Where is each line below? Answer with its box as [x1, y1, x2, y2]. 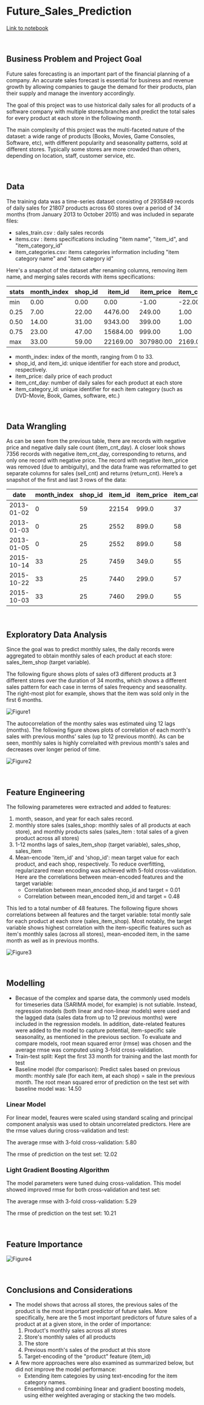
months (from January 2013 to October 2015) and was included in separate [6, 210, 194, 218]
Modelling [6, 978, 46, 988]
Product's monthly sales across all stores [24, 1327, 127, 1334]
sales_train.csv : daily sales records [15, 228, 104, 236]
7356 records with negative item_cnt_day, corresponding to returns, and [6, 450, 187, 458]
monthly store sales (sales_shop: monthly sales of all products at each [15, 821, 191, 829]
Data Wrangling [6, 421, 67, 431]
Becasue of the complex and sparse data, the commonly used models [15, 994, 190, 1002]
